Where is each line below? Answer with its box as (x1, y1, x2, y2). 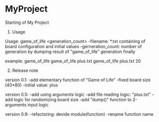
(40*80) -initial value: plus (5, 82, 58, 88)
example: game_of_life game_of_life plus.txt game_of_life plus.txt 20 (5, 58, 141, 64)
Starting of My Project (5, 19, 49, 25)
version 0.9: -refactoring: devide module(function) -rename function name (5, 111, 154, 117)
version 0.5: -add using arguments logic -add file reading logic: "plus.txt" (5, 91, 151, 97)
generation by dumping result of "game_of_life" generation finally (5, 49, 136, 54)
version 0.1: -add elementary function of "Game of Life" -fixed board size (5, 77, 151, 83)
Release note (12, 67, 39, 73)
